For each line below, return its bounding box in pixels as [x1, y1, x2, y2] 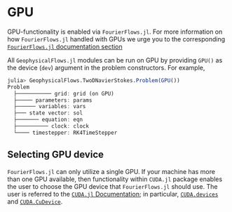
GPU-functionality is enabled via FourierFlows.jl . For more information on [7, 27, 223, 36]
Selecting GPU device [7, 149, 104, 161]
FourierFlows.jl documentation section [7, 42, 123, 51]
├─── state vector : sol [13, 110, 83, 117]
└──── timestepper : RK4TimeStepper [13, 129, 118, 136]
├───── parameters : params [13, 96, 93, 104]
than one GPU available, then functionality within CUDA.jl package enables [7, 175, 223, 183]
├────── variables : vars [13, 103, 86, 110]
